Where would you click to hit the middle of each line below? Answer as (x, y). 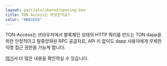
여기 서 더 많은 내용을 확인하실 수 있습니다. (47, 58)
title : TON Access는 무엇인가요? (38, 15)
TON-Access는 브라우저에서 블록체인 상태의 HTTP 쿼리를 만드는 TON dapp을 (83, 35)
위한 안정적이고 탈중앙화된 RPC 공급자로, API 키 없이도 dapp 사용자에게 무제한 (84, 41)
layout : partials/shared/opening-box (46, 10)
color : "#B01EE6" (24, 19)
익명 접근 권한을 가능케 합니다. (35, 48)
